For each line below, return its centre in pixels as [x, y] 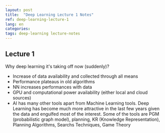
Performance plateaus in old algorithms [54, 81]
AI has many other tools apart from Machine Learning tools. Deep [81, 103]
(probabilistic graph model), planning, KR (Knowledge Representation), [86, 119]
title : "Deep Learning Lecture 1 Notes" [50, 15]
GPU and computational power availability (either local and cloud [80, 92]
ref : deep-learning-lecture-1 [37, 19]
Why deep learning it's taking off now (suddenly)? [57, 66]
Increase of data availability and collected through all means [75, 76]
